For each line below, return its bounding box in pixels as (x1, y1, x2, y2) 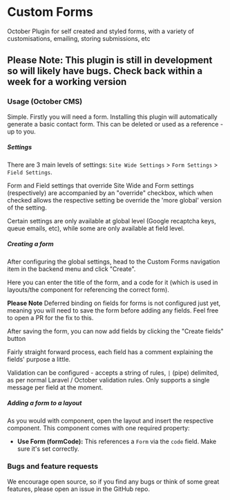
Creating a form (7, 240, 54, 248)
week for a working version (7, 76, 127, 88)
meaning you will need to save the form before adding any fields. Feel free (7, 306, 219, 315)
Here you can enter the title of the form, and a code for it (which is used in (7, 278, 218, 286)
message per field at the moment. (7, 383, 104, 391)
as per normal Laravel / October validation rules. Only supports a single (7, 376, 210, 384)
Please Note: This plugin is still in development (7, 55, 213, 66)
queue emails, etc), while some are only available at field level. (7, 224, 185, 232)
